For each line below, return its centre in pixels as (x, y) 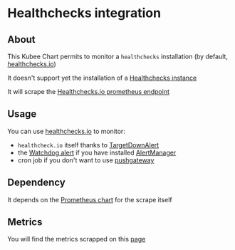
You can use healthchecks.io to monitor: (67, 131)
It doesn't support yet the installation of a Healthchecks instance (102, 78)
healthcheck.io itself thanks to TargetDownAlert (88, 145)
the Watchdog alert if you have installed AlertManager (97, 152)
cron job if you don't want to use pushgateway (86, 160)
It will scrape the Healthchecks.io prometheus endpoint (88, 92)
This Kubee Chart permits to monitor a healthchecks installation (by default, (117, 56)
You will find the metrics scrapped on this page (77, 239)
